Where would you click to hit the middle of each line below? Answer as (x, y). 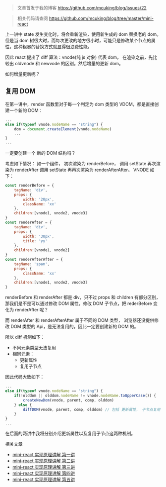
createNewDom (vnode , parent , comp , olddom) (68, 400)
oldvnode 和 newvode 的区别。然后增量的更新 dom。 (69, 63)
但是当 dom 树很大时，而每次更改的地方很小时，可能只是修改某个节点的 (78, 40)
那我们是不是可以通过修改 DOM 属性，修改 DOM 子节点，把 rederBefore (79, 303)
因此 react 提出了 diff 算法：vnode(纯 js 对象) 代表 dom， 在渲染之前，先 (79, 57)
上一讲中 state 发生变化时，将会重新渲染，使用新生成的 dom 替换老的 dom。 (83, 34)
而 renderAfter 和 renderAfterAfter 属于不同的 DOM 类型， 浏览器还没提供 (80, 320)
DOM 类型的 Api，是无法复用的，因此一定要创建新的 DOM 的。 (75, 327)
